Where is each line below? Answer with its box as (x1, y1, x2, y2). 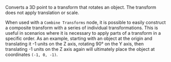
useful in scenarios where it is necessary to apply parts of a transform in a (5, 30, 161, 36)
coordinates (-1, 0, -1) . (5, 51, 58, 57)
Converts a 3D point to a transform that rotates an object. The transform (5, 5, 157, 10)
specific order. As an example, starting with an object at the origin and (5, 35, 153, 41)
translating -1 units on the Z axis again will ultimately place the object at (5, 46, 155, 52)
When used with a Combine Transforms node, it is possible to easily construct (5, 20, 166, 25)
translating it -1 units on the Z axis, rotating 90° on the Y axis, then (5, 41, 144, 47)
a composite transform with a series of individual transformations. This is (5, 25, 158, 31)
